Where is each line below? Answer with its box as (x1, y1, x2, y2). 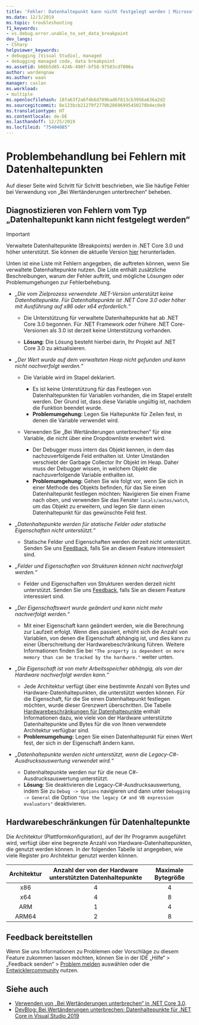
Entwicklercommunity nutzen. (6, 967, 79, 974)
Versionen (23, 326, 49, 334)
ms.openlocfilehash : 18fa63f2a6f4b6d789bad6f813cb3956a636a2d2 (6, 97, 166, 102)
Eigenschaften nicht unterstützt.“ (14, 527, 96, 534)
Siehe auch (6, 984, 49, 994)
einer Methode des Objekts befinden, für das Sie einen (32, 483, 166, 491)
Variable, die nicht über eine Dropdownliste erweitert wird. (23, 434, 166, 441)
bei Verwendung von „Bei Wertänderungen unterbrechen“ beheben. (6, 188, 172, 196)
